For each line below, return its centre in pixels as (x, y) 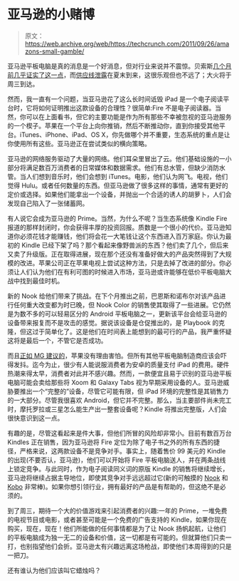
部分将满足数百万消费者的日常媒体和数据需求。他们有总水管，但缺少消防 (113, 168)
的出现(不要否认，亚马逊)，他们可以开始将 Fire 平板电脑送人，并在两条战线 (117, 460)
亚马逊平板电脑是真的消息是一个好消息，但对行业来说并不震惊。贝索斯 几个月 (119, 66)
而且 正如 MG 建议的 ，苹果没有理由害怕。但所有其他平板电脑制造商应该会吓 (117, 355)
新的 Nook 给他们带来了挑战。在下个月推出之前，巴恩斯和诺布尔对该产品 (113, 296)
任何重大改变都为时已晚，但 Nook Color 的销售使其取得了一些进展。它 (116, 304)
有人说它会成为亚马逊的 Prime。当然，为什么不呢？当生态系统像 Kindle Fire (117, 218)
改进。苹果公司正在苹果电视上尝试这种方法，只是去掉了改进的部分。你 (122, 263)
